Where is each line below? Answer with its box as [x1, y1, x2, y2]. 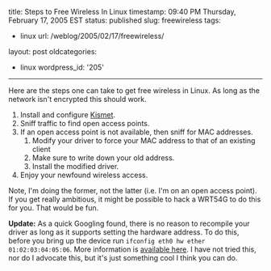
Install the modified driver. [31, 162, 119, 171]
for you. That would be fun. [8, 203, 99, 213]
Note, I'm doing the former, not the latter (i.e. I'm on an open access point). [8, 186, 257, 195]
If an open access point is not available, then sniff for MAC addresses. [19, 127, 253, 137]
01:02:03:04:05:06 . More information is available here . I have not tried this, [8, 244, 256, 254]
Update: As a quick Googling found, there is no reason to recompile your [8, 218, 250, 228]
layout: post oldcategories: [8, 47, 98, 56]
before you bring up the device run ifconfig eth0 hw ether [8, 236, 206, 245]
